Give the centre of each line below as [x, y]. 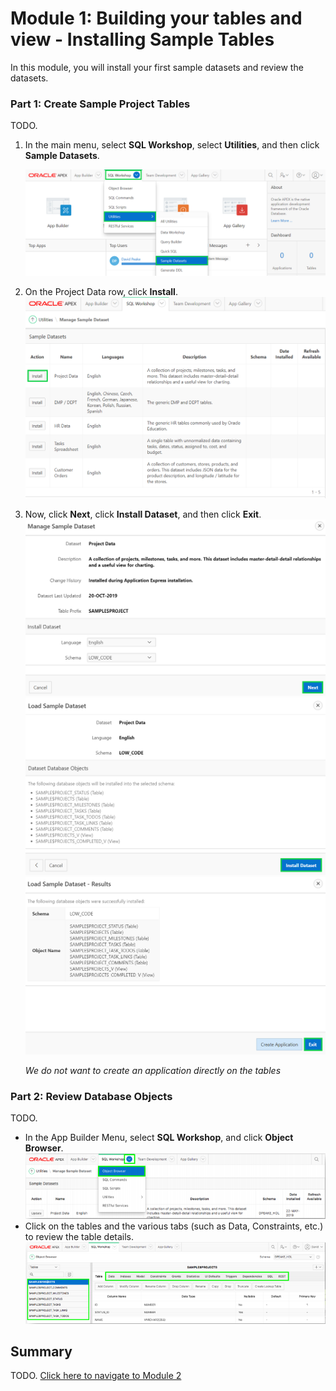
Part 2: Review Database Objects [91, 1097]
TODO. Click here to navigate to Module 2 [96, 1376]
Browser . [44, 1148]
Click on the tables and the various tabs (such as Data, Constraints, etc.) [174, 1226]
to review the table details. [79, 1236]
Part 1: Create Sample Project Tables [100, 104]
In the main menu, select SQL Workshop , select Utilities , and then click [172, 145]
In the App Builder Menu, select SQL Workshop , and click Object [159, 1138]
